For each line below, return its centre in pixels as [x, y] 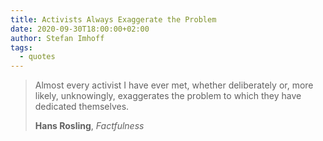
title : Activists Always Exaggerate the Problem [113, 19]
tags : [21, 47]
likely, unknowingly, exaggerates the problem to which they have [168, 96]
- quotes [37, 57]
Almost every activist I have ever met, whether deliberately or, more [174, 85]
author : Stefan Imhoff [57, 38]
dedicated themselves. [82, 107]
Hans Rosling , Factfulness [89, 126]
